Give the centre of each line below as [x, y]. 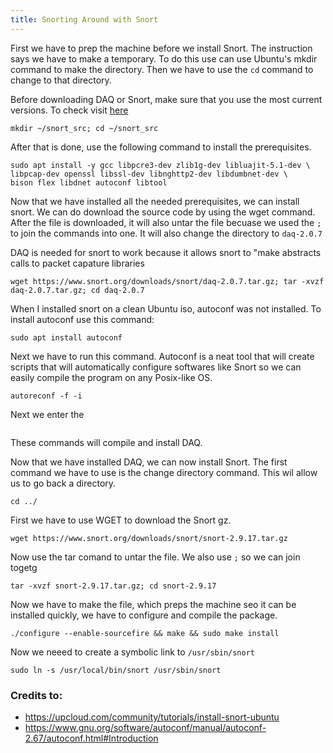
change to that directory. [61, 80]
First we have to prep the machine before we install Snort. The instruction [161, 48]
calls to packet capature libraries [77, 263]
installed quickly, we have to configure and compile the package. [144, 615]
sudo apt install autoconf [66, 337]
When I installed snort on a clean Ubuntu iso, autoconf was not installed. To [166, 308]
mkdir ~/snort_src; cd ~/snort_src [84, 128]
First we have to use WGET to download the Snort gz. [121, 520]
